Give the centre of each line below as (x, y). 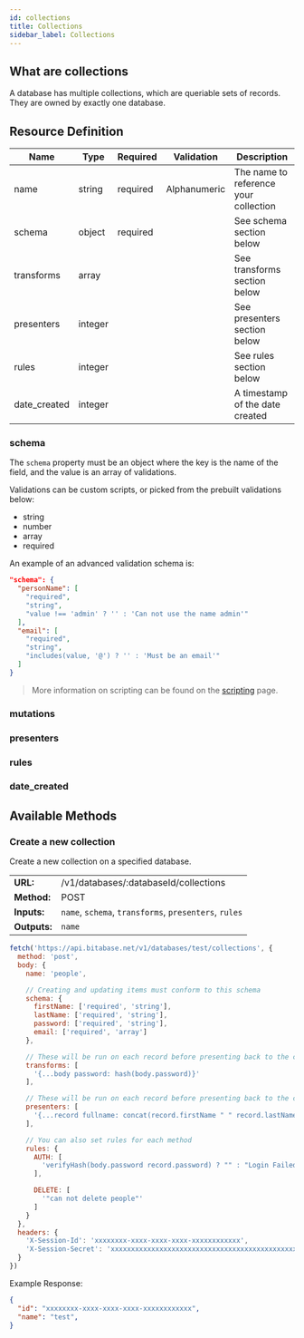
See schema (261, 221)
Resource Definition (66, 131)
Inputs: (29, 912)
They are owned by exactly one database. (87, 103)
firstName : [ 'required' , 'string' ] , (102, 1007)
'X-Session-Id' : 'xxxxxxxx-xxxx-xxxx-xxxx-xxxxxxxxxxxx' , (137, 1241)
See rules (254, 356)
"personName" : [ (48, 589)
